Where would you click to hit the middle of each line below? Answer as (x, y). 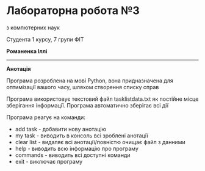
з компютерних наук (33, 27)
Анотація (19, 68)
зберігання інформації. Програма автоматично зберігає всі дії (88, 105)
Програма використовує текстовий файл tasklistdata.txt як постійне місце (103, 99)
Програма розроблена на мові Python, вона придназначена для (90, 81)
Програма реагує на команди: (46, 117)
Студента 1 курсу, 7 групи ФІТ (45, 39)
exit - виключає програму (49, 161)
